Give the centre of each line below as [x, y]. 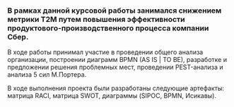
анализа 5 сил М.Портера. [47, 75]
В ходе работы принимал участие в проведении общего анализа [105, 52]
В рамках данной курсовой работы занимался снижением [115, 11]
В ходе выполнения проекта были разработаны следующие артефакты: [116, 88]
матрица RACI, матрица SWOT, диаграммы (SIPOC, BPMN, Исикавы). [112, 96]
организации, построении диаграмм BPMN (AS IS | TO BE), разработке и [117, 60]
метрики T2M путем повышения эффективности [96, 19]
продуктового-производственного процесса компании [108, 28]
